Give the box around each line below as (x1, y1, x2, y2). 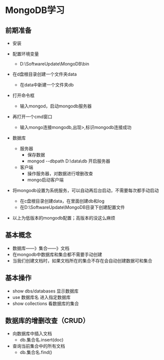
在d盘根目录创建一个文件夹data (12, 71, 77, 77)
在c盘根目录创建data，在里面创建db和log (19, 198, 105, 204)
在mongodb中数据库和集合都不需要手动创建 (12, 251, 102, 257)
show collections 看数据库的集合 (12, 300, 79, 306)
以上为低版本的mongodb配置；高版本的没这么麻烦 (12, 215, 116, 220)
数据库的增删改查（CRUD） (5, 316, 90, 325)
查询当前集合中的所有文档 (12, 343, 65, 349)
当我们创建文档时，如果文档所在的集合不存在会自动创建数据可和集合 (12, 257, 153, 263)
